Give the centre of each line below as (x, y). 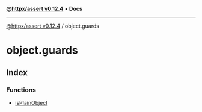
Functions (21, 90)
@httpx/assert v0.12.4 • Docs (44, 9)
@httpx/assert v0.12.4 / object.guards (53, 26)
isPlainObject (31, 102)
